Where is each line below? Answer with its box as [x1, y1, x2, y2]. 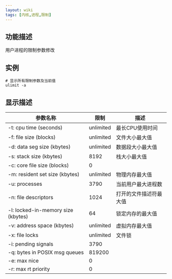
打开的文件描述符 [116, 190, 157, 197]
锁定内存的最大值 [116, 210, 157, 217]
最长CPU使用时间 [116, 124, 158, 131]
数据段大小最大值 [116, 143, 157, 151]
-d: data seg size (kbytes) [8, 143, 71, 150]
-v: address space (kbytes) [8, 222, 74, 229]
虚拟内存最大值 [116, 222, 152, 229]
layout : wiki [5, 7, 33, 13]
